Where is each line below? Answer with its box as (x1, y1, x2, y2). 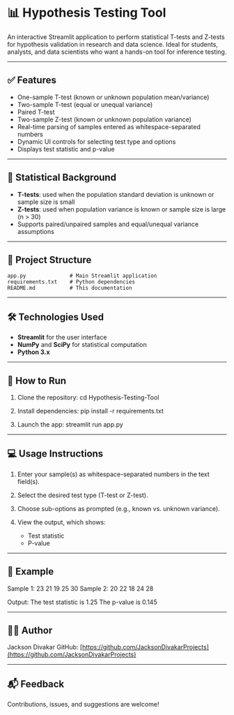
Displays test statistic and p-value (17, 145, 115, 153)
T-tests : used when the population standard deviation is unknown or (17, 190, 214, 198)
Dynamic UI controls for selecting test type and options (17, 137, 176, 146)
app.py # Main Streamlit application (7, 272, 157, 279)
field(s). (17, 477, 40, 485)
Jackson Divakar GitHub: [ (7, 643, 83, 651)
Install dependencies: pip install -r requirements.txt (17, 407, 164, 415)
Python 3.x (17, 348, 50, 356)
